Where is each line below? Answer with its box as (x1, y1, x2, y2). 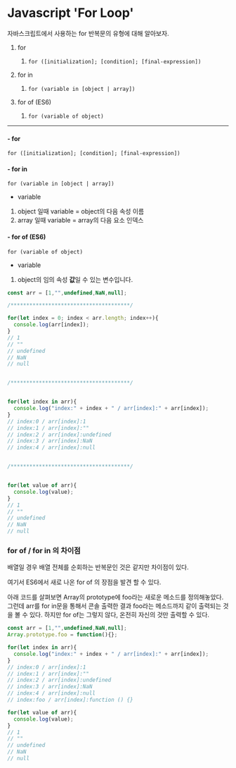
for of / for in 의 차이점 (7, 545, 81, 555)
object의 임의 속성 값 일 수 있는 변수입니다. (17, 275, 133, 283)
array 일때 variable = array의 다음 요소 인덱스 (17, 216, 144, 225)
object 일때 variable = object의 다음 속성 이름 (17, 207, 145, 216)
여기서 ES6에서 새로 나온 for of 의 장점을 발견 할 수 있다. (7, 578, 162, 586)
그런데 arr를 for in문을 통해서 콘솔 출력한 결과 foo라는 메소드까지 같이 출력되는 (7, 602, 222, 610)
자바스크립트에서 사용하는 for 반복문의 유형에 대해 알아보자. (7, 29, 170, 37)
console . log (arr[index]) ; (13, 321, 90, 328)
